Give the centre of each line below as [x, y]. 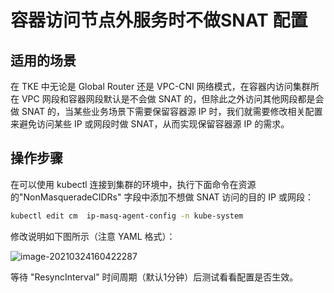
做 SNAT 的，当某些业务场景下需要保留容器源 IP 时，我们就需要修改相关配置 [166, 111]
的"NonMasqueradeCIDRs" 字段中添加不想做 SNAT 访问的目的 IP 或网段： [162, 197]
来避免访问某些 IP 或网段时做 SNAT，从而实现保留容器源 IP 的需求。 [150, 124]
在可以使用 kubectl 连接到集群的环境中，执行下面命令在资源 [133, 184]
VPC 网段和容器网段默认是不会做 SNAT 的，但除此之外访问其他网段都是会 [173, 99]
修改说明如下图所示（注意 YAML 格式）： [93, 236]
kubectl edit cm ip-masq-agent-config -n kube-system [127, 216]
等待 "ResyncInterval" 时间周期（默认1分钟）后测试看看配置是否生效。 [154, 277]
